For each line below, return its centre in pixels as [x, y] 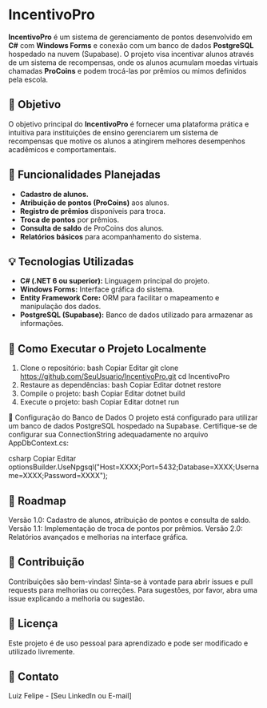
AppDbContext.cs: [39, 443]
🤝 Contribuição [46, 562]
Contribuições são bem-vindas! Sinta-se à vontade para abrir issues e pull [131, 581]
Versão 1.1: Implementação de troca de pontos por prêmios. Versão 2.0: [126, 529]
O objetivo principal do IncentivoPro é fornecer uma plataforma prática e [129, 124]
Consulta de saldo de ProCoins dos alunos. [92, 228]
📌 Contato [34, 677]
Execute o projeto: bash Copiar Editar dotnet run [100, 402]
